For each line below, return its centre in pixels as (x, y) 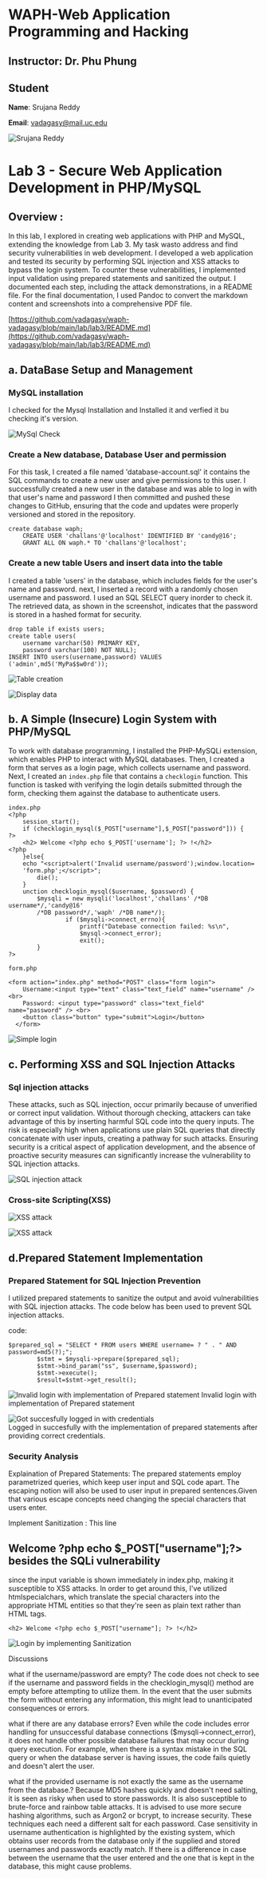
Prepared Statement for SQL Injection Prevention (105, 1280)
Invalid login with (229, 1395)
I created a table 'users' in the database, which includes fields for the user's (133, 580)
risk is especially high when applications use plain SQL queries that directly (132, 1130)
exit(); (92, 941)
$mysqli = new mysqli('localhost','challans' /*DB (123, 899)
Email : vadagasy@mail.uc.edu (58, 123)
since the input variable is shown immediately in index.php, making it (121, 1580)
